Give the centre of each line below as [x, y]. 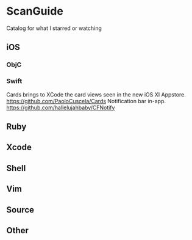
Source [20, 210]
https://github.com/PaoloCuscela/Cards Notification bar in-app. [86, 101]
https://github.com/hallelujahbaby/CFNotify [61, 107]
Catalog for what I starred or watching [54, 28]
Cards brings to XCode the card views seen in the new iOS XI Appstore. [96, 94]
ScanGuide [35, 11]
